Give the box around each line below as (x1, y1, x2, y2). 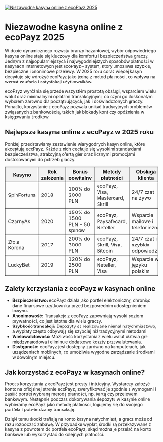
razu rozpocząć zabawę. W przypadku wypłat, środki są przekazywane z (5, 421, 151, 427)
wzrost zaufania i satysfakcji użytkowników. (5, 79, 93, 84)
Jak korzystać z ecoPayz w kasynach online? (5, 368, 145, 376)
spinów (68, 227, 85, 234)
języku (131, 262, 147, 268)
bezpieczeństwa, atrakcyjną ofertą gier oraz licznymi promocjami (5, 151, 135, 157)
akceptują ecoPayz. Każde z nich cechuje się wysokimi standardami (5, 146, 142, 152)
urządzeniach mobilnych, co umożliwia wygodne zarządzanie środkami (12, 349, 155, 355)
